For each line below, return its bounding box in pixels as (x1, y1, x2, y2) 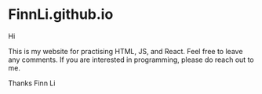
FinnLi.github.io (8, 5, 114, 23)
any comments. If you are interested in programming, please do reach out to (8, 55, 254, 64)
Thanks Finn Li (8, 78, 56, 88)
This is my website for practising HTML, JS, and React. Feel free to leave (8, 46, 243, 56)
